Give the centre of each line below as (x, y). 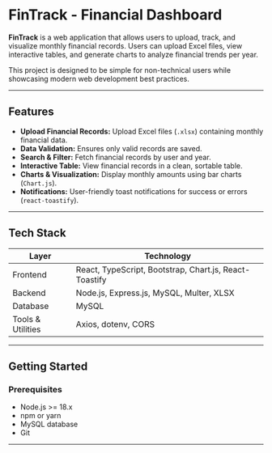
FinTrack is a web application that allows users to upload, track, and (122, 37)
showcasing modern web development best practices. (99, 78)
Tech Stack (37, 233)
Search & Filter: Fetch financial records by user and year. (116, 157)
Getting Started (48, 366)
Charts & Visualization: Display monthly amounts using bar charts (131, 174)
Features (31, 112)
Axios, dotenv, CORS (115, 324)
